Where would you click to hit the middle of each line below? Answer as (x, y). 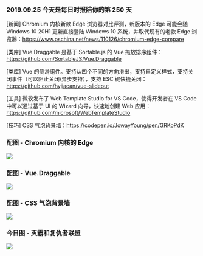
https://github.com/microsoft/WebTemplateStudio (68, 113)
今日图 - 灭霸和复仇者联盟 (43, 234)
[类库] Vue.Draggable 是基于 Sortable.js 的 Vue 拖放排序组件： (84, 52)
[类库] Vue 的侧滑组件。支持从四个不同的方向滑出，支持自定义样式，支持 (97, 72)
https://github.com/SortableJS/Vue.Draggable (64, 59)
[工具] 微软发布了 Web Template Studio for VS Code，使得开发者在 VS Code (101, 99)
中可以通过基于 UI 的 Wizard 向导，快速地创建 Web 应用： (79, 106)
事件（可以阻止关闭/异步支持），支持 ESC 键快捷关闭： (79, 79)
